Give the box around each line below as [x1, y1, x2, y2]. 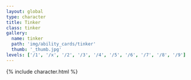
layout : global [6, 8, 44, 15]
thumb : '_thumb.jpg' [11, 47, 62, 53]
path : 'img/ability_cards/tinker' [11, 41, 96, 47]
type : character [6, 14, 46, 20]
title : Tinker [6, 19, 41, 25]
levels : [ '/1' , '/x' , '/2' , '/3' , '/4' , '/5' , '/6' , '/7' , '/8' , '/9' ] [6, 52, 186, 58]
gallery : [6, 30, 28, 36]
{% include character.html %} [6, 68, 78, 75]
